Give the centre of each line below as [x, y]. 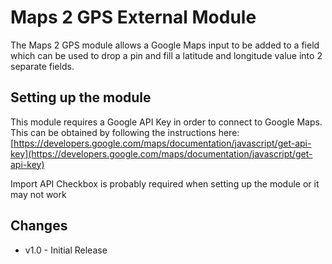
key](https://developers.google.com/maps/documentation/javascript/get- [161, 153]
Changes [39, 226]
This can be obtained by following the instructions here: [125, 132]
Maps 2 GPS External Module [133, 17]
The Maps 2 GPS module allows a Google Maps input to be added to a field [165, 45]
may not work [38, 194]
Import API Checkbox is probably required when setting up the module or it [165, 183]
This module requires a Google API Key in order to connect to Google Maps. [166, 122]
